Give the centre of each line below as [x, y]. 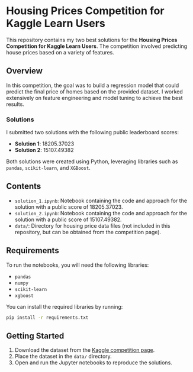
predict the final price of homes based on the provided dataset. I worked [95, 91]
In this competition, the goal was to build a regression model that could [93, 85]
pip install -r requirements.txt [47, 318]
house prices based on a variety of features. [60, 52]
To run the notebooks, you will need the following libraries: [78, 265]
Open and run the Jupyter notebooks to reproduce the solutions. [94, 363]
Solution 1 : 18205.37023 [44, 144]
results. [15, 104]
